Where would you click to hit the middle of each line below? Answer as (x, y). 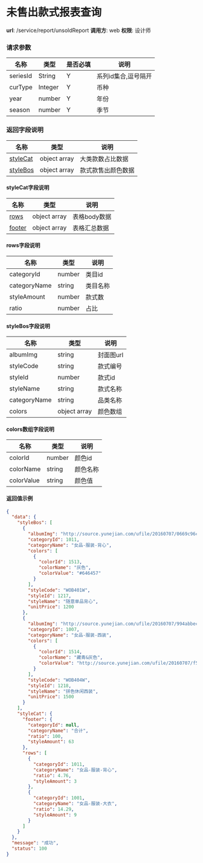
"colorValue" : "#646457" (70, 574)
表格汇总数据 (91, 228)
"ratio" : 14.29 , (53, 809)
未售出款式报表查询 (54, 12)
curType (21, 87)
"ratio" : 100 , (46, 736)
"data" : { (24, 517)
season (20, 110)
